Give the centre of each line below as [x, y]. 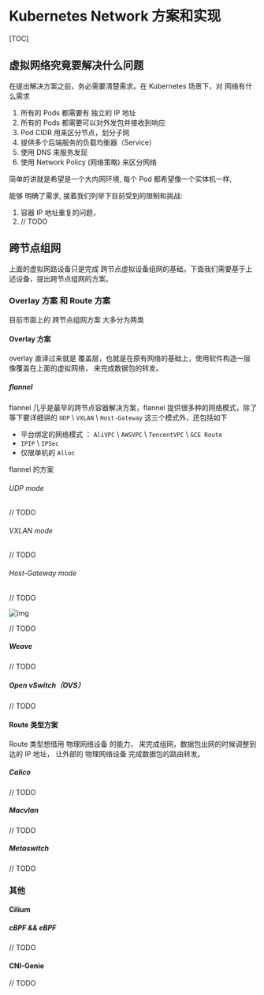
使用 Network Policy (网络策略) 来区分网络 [88, 162]
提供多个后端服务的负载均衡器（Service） [88, 142]
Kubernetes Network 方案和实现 [115, 16]
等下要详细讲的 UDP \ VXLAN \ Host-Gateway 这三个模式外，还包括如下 [118, 418]
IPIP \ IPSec [40, 443]
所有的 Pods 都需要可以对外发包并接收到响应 [93, 122]
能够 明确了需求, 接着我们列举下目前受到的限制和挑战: [96, 195]
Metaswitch [29, 848]
